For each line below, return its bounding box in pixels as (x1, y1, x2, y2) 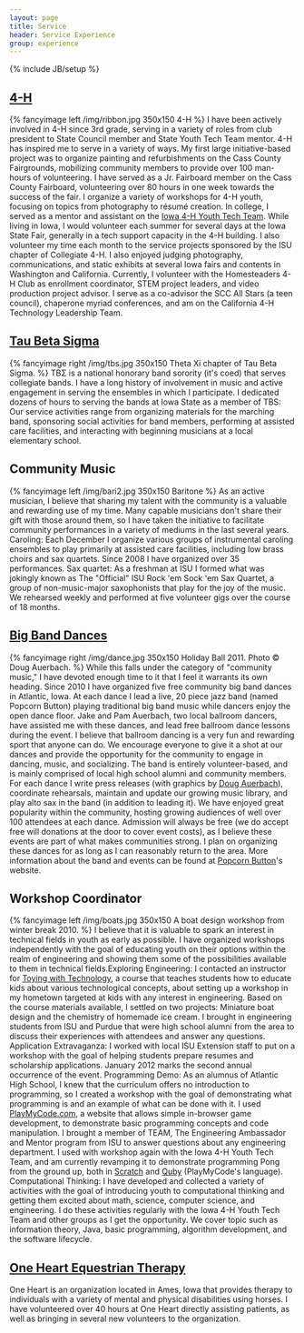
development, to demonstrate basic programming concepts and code (9, 1118, 270, 1128)
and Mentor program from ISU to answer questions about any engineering (9, 1138, 286, 1148)
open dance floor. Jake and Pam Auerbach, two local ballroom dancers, (9, 710, 278, 721)
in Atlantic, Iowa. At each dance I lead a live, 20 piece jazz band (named (9, 690, 279, 701)
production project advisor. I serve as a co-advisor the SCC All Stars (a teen (9, 288, 293, 299)
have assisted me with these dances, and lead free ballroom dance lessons (9, 719, 290, 730)
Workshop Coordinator (9, 890, 142, 906)
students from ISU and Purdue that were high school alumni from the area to (9, 1021, 295, 1032)
